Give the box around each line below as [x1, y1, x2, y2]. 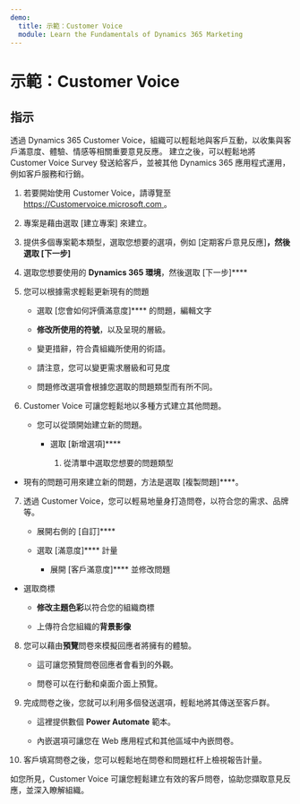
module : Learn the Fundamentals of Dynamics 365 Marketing [18, 30, 244, 39]
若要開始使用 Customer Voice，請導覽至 [22, 187, 171, 198]
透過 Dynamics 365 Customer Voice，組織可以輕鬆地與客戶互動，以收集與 [10, 135, 284, 146]
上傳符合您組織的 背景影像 [36, 621, 132, 632]
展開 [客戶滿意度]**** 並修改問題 [49, 564, 171, 575]
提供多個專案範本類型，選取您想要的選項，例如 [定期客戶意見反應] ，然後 [22, 237, 290, 247]
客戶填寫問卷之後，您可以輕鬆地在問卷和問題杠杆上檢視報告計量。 [22, 755, 267, 765]
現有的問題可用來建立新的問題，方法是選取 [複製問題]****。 [22, 477, 244, 488]
